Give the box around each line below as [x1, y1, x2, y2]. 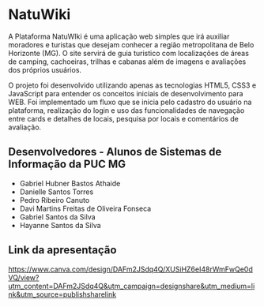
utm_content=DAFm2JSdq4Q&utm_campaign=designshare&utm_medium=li [8, 281, 255, 290]
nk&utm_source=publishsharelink [8, 290, 117, 299]
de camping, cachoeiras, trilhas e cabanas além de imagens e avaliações [8, 57, 247, 66]
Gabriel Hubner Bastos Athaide [19, 178, 121, 188]
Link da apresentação [8, 243, 117, 257]
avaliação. [8, 122, 42, 132]
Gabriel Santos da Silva [19, 212, 96, 222]
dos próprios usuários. [8, 65, 81, 74]
